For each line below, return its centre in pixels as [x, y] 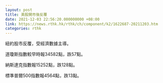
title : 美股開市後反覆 [26, 15]
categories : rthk [23, 29]
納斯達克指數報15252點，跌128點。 [41, 65]
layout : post [19, 10]
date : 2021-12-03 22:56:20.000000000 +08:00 [52, 19]
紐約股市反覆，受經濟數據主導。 [38, 44]
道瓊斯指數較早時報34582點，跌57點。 [45, 54]
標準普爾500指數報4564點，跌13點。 [43, 75]
